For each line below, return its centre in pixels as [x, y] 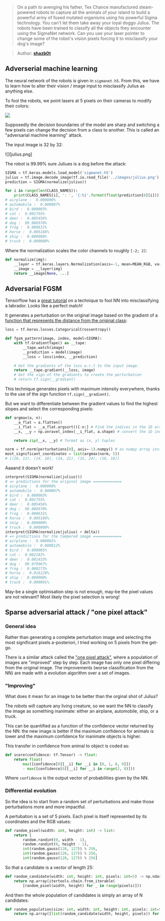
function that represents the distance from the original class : [66, 321]
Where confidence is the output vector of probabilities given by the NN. [77, 778]
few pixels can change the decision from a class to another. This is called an [82, 130]
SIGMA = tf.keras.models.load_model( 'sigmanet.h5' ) [59, 173]
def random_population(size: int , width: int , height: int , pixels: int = [82, 909]
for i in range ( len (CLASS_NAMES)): [41, 191]
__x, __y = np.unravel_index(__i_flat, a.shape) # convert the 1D [83, 431]
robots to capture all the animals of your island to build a [93, 12]
